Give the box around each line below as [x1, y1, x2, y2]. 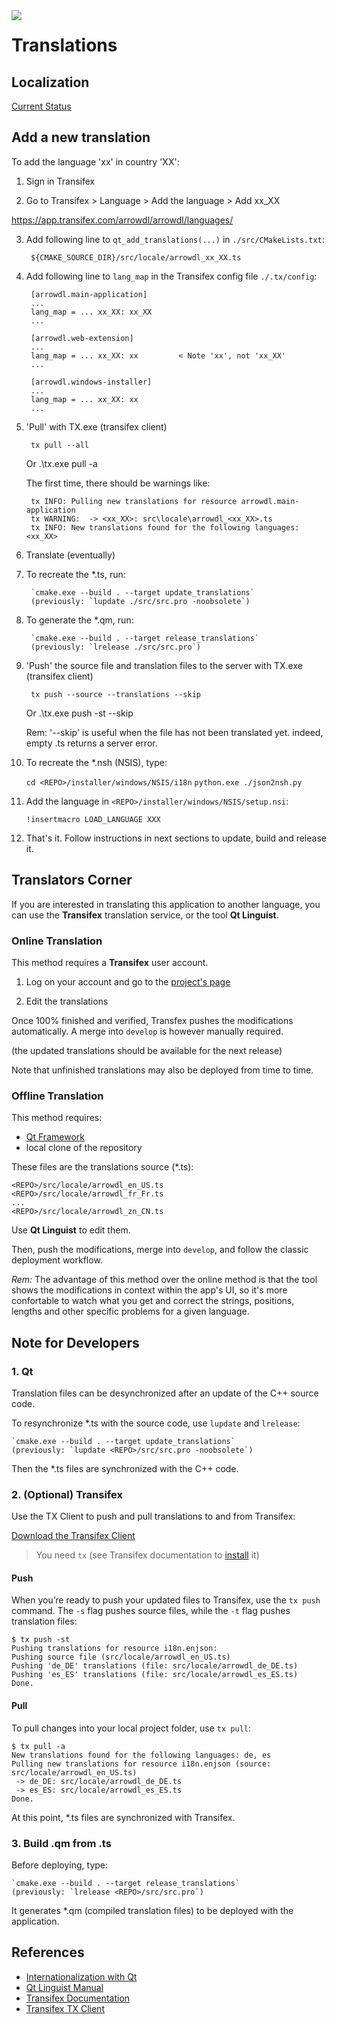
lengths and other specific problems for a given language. [11, 1305, 250, 1318]
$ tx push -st [11, 1635, 71, 1645]
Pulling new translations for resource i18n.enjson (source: [11, 1759, 272, 1769]
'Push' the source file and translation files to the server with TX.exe [25, 659, 303, 671]
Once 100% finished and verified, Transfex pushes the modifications [11, 1014, 294, 1026]
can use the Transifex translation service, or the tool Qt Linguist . [11, 909, 279, 921]
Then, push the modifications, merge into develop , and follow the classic [11, 1244, 309, 1256]
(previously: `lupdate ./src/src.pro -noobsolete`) [30, 596, 251, 606]
